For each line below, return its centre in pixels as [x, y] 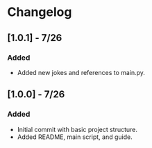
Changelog [40, 12]
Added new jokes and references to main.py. [81, 72]
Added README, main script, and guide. [75, 137]
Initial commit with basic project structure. [77, 129]
